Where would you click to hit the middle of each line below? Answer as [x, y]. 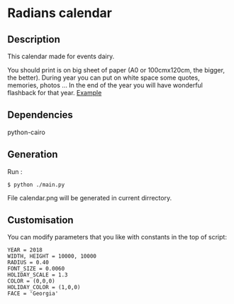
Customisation [40, 221]
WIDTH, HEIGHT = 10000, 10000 [52, 256]
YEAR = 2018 [25, 250]
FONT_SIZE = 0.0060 [36, 269]
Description [34, 39]
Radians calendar [60, 13]
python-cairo [27, 132]
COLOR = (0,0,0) [31, 281]
